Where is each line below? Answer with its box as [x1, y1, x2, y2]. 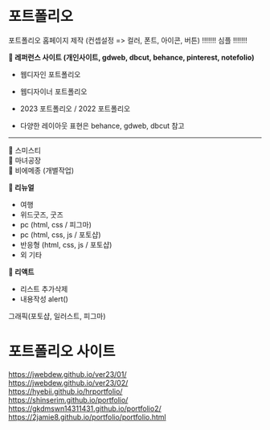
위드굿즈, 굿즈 [19, 210, 64, 219]
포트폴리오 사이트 [8, 342, 116, 361]
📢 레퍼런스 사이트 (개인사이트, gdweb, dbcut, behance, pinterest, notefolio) [8, 52, 255, 62]
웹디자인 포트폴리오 [19, 69, 81, 79]
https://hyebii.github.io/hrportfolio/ [8, 387, 123, 396]
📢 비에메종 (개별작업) [8, 166, 75, 175]
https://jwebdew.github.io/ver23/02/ [8, 378, 129, 387]
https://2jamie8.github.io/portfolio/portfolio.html [8, 412, 166, 422]
